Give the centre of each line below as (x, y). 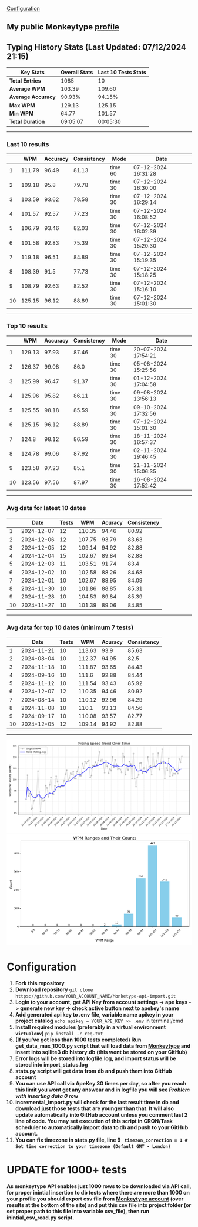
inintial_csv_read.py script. (41, 1218)
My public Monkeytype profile (63, 27)
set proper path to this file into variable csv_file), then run (78, 1212)
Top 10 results (27, 326)
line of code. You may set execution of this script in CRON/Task (94, 1121)
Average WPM (27, 89)
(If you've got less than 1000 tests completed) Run (78, 1040)
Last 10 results (28, 144)
